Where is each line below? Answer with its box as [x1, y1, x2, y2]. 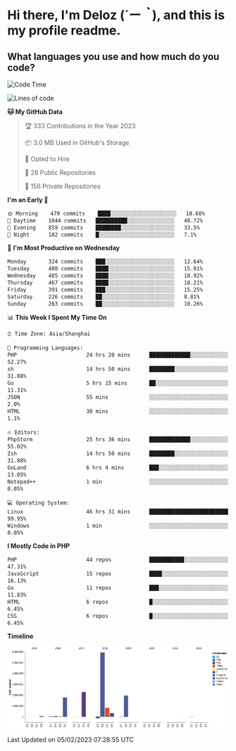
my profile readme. [7, 23, 121, 39]
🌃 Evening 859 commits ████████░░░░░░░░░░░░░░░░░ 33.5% [7, 224, 200, 231]
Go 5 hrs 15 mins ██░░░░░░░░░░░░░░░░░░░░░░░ [7, 380, 229, 387]
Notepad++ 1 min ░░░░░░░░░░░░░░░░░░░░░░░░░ [7, 478, 229, 485]
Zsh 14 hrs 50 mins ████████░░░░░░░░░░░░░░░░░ [7, 450, 229, 457]
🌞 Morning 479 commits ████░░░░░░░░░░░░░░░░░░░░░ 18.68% [7, 210, 206, 217]
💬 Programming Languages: [7, 345, 83, 352]
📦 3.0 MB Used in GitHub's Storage [24, 139, 130, 147]
